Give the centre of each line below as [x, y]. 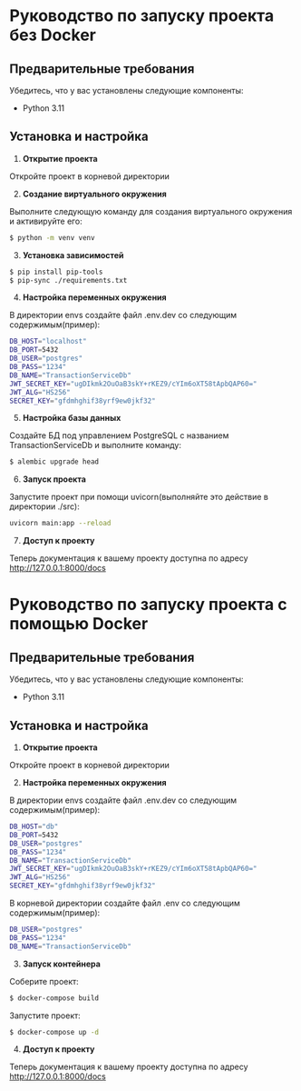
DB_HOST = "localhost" [49, 342]
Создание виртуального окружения [95, 194]
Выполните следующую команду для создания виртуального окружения [151, 211]
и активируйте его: [46, 221]
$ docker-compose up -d [54, 1032]
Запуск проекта [54, 479]
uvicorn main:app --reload [60, 524]
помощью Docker [79, 624]
